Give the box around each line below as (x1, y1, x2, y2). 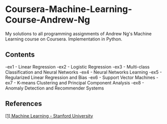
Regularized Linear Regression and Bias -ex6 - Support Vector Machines (5, 74, 155, 80)
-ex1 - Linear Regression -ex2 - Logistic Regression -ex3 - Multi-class (5, 63, 150, 69)
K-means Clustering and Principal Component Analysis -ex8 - (17, 79, 144, 85)
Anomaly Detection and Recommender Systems (5, 85, 104, 91)
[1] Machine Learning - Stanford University (5, 112, 93, 118)
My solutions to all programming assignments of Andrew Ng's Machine (5, 30, 152, 36)
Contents (5, 50, 35, 59)
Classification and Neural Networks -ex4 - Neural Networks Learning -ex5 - (5, 69, 162, 75)
